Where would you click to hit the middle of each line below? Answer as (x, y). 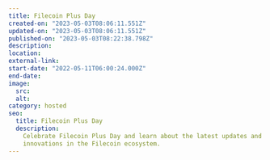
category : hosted (38, 106)
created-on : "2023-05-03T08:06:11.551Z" (78, 23)
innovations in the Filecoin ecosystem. (92, 143)
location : (25, 53)
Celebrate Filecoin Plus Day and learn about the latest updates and (143, 136)
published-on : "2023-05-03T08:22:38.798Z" (81, 38)
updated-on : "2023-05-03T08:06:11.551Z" (78, 31)
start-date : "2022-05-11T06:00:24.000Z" (78, 69)
